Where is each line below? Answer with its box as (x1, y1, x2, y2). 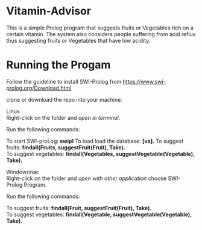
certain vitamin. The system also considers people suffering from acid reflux (6, 30, 196, 37)
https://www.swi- (122, 78, 166, 85)
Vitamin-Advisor (6, 4, 92, 18)
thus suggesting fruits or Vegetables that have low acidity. (6, 37, 151, 44)
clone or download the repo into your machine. (6, 96, 122, 103)
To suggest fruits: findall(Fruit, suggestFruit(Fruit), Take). (6, 204, 152, 211)
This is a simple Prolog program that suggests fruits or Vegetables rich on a (6, 24, 194, 31)
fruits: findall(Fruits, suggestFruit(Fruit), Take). (6, 143, 125, 151)
